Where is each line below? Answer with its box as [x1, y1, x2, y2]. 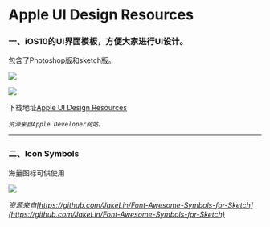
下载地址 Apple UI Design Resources [8, 103, 127, 113]
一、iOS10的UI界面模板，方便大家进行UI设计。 [8, 36, 189, 47]
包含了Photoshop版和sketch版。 [8, 56, 116, 65]
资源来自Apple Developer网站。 [8, 121, 104, 129]
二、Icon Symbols [8, 148, 80, 159]
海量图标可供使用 [8, 167, 65, 178]
